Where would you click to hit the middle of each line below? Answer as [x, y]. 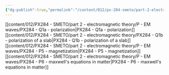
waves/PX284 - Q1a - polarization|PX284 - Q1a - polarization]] [70, 29]
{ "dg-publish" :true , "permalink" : [40, 10]
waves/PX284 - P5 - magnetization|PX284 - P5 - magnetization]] [73, 51]
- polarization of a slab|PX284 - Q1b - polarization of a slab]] [68, 40]
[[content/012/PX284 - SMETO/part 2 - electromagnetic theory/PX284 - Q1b [84, 35]
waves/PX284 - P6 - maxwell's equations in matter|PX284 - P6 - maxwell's [83, 61]
